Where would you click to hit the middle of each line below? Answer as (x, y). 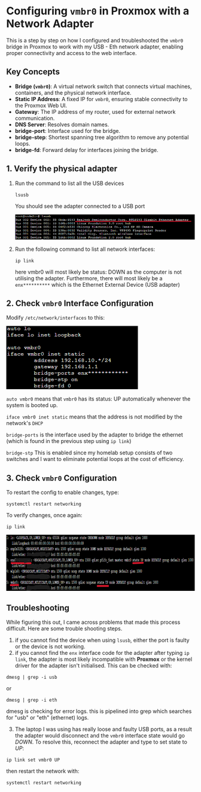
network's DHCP (25, 423)
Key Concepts (33, 72)
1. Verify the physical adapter (62, 169)
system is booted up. (32, 405)
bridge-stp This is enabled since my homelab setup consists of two (89, 453)
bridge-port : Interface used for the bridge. (68, 131)
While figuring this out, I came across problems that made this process (93, 622)
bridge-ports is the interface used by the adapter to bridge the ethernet (95, 435)
